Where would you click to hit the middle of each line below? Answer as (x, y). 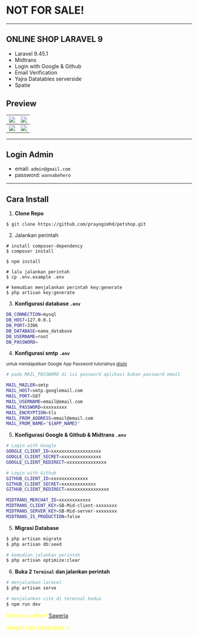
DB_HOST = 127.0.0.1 (29, 320)
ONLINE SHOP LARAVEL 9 (55, 39)
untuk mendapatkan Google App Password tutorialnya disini (67, 364)
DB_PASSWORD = (22, 342)
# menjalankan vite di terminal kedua (54, 599)
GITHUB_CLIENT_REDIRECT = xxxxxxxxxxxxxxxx (58, 489)
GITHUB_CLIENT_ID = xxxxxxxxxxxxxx (47, 478)
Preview (22, 104)
